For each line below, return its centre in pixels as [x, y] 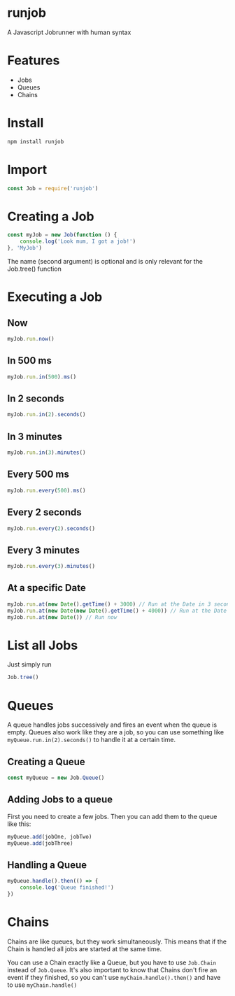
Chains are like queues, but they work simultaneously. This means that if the [117, 941]
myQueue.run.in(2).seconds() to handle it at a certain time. [92, 740]
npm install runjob [36, 141]
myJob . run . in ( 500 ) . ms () [42, 377]
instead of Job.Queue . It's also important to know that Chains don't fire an [112, 969]
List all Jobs [43, 645]
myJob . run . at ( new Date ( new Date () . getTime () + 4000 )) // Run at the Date [117, 611]
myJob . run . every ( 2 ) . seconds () [51, 528]
